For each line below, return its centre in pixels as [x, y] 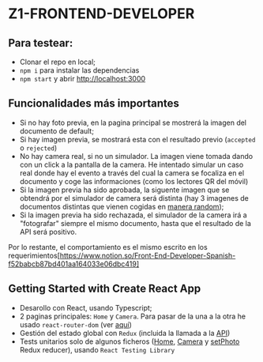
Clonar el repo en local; [58, 62]
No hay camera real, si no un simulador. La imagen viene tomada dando [136, 156]
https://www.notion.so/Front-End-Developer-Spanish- [148, 255]
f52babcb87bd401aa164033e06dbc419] [74, 264]
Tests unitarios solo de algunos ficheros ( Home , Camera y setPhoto [130, 341]
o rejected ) [38, 148]
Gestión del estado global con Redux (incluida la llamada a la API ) [125, 333]
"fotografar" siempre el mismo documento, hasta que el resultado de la [135, 223]
